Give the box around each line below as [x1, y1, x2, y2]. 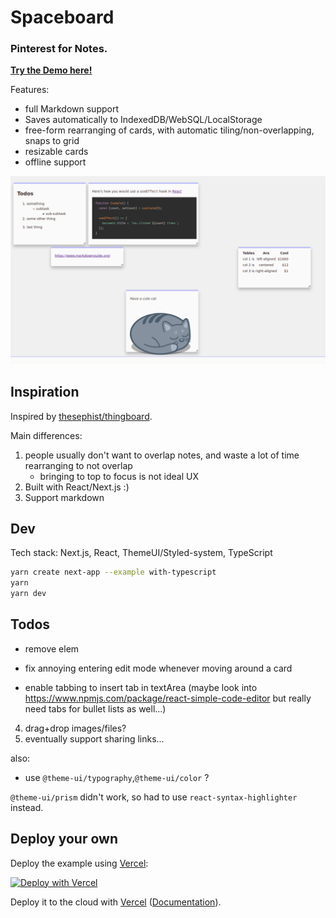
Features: [10, 84, 50, 96]
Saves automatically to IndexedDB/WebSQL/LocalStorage [24, 114, 263, 126]
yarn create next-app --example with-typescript [10, 567, 217, 578]
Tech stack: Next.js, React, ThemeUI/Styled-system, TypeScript [10, 547, 273, 559]
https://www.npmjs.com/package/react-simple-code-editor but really [24, 692, 312, 704]
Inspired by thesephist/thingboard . [10, 410, 153, 422]
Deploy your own [10, 831, 118, 848]
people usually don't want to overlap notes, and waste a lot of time [24, 449, 300, 461]
